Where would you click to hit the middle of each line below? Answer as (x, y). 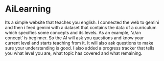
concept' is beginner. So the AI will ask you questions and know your (74, 38)
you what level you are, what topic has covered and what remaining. (74, 53)
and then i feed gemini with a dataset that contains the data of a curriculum (81, 27)
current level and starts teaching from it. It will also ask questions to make (79, 43)
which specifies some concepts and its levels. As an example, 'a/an (73, 32)
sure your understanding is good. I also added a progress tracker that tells (80, 48)
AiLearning (28, 9)
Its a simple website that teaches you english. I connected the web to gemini (82, 22)
